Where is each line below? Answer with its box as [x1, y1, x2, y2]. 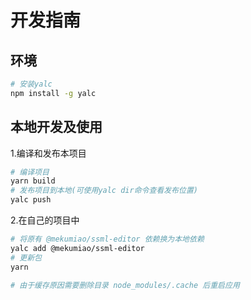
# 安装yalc [10, 79, 53, 89]
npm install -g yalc [10, 88, 97, 98]
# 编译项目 [10, 167, 50, 177]
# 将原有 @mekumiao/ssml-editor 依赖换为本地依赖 [10, 234, 205, 245]
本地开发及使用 [10, 119, 103, 136]
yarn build [10, 176, 56, 186]
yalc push [10, 195, 52, 205]
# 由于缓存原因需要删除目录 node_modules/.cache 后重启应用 [10, 280, 240, 290]
